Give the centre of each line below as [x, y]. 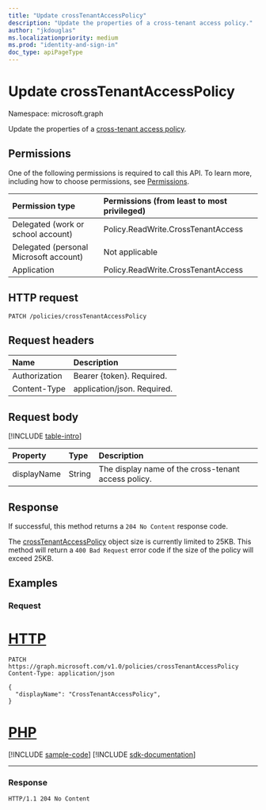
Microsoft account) [48, 257]
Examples [33, 583]
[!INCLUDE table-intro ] [45, 436]
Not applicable [131, 252]
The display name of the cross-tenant [169, 469]
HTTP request [44, 298]
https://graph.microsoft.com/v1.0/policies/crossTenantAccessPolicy [123, 667]
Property [29, 456]
